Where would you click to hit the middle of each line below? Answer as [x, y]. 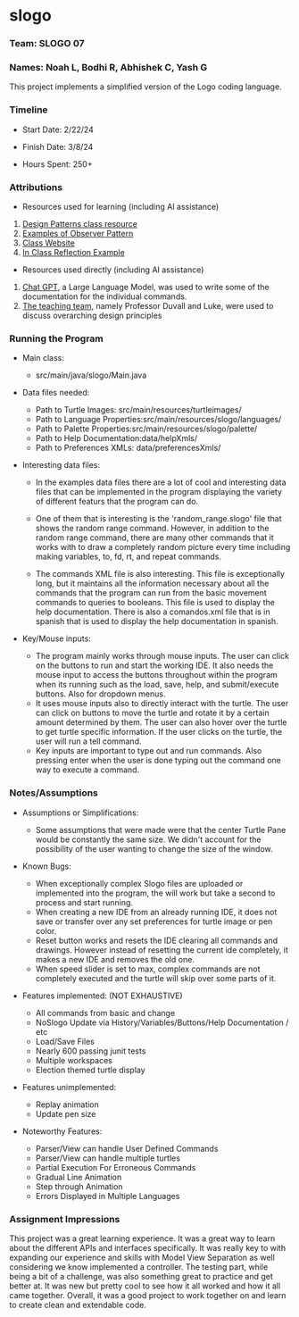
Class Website [49, 243]
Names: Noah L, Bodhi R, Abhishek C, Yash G [108, 68]
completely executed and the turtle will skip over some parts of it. [156, 978]
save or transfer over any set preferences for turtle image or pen [154, 921]
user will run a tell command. [88, 741]
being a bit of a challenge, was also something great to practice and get [141, 1276]
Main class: [43, 358]
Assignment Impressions [65, 1219]
